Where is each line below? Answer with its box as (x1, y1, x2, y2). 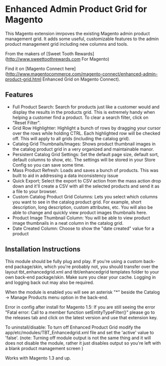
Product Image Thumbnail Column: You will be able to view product (12, 215, 151, 221)
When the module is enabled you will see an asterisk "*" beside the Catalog (5, 289, 160, 295)
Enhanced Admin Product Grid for (5, 3, 148, 15)
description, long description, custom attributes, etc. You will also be (12, 204, 153, 210)
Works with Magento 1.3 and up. (5, 355, 71, 361)
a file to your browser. (12, 188, 58, 194)
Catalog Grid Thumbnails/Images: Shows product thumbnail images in (12, 141, 156, 147)
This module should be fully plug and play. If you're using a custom (5, 258, 143, 264)
